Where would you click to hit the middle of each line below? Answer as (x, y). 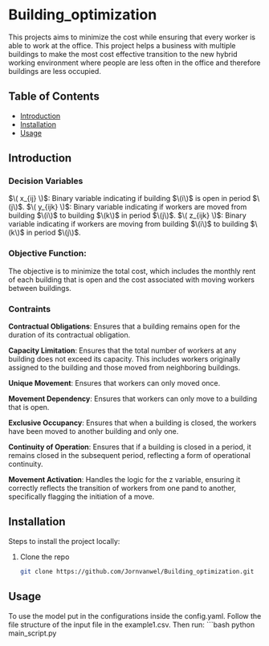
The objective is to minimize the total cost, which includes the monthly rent (132, 271)
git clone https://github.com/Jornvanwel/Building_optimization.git (137, 571)
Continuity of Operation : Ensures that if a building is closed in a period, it (130, 447)
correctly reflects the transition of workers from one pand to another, (122, 489)
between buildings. (40, 288)
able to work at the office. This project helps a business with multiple (122, 45)
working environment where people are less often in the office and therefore (134, 63)
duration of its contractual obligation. (69, 335)
